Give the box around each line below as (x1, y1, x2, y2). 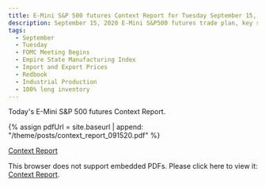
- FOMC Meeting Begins (15, 48, 90, 56)
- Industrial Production (15, 78, 97, 86)
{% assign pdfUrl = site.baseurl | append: (8, 122, 144, 132)
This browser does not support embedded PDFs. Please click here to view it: (8, 162, 258, 171)
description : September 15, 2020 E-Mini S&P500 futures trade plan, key (8, 19, 253, 27)
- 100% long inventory (15, 85, 90, 93)
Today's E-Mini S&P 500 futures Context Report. (8, 107, 166, 116)
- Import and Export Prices (15, 63, 108, 71)
